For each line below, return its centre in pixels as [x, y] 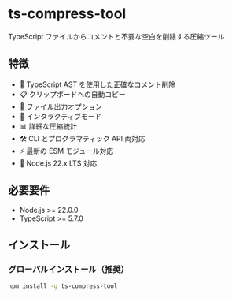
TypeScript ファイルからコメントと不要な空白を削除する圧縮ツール [116, 36]
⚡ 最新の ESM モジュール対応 [66, 151]
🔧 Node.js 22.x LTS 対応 [58, 163]
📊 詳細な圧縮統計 [48, 126]
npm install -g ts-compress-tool [63, 286]
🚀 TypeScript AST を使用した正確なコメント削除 [98, 84]
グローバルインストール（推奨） [68, 269]
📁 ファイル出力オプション [61, 106]
